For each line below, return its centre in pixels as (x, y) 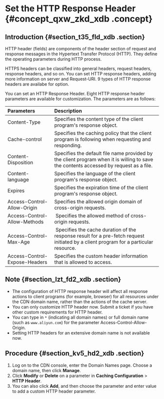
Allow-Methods (26, 222)
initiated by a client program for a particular (104, 242)
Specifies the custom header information (101, 256)
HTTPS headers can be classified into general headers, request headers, (78, 68)
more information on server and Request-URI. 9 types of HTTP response (78, 79)
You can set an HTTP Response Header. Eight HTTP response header (75, 94)
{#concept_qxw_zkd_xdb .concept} (79, 19)
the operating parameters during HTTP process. (53, 59)
